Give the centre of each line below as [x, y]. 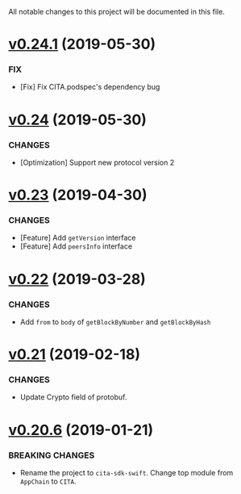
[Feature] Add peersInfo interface [76, 246]
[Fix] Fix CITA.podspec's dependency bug [90, 87]
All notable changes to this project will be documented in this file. [117, 12]
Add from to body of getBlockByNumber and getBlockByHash [115, 321]
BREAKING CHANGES [52, 455]
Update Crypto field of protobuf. [73, 397]
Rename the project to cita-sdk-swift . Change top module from [127, 472]
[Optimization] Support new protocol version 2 [97, 162]
